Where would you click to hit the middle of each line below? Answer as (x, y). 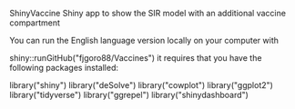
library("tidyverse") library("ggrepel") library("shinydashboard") (129, 95)
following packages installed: (64, 68)
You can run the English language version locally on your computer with (144, 40)
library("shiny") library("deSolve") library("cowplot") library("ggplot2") (141, 85)
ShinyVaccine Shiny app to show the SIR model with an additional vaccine (148, 13)
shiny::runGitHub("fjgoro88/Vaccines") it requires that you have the (136, 58)
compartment (35, 23)
